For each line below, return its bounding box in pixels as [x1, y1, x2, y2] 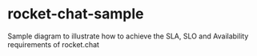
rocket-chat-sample [7, 5, 145, 23]
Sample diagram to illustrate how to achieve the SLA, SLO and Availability [7, 31, 249, 41]
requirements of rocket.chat [7, 39, 99, 49]
